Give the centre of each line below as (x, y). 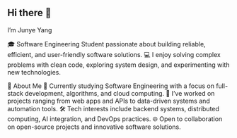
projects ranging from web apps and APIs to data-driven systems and (109, 101)
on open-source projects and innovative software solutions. (94, 127)
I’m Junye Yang (30, 30)
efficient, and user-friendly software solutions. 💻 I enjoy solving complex (114, 54)
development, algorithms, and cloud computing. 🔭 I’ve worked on (120, 93)
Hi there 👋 (29, 13)
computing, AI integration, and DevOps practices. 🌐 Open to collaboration (115, 119)
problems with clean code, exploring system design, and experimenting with (118, 65)
